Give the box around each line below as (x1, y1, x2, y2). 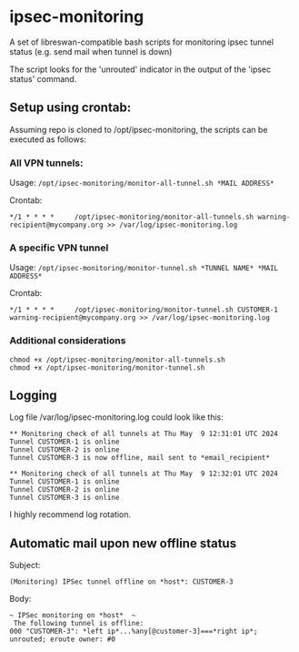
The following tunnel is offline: (13, 619, 145, 628)
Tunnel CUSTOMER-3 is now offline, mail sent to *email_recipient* (9, 453, 271, 463)
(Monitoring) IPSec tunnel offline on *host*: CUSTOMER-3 (9, 577, 234, 586)
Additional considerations (9, 334, 126, 347)
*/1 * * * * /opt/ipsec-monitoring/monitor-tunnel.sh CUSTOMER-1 (9, 305, 279, 315)
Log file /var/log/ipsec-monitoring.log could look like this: (9, 412, 224, 423)
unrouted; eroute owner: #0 (9, 635, 116, 644)
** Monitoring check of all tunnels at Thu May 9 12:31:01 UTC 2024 (9, 430, 279, 439)
